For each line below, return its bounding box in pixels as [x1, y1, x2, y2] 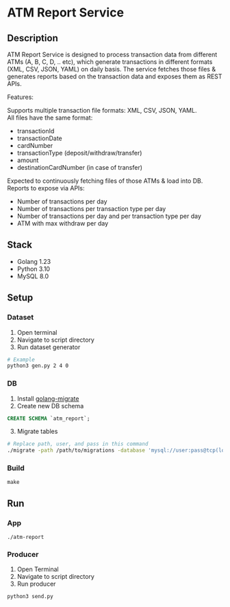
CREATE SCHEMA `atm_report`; [7, 415, 90, 422]
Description [7, 32, 58, 44]
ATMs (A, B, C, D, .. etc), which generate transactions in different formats [7, 58, 213, 66]
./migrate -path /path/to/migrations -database [7, 447, 146, 454]
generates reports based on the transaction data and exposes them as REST [7, 72, 222, 80]
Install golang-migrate [16, 394, 79, 403]
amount [16, 156, 39, 164]
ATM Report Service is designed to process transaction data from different [7, 50, 218, 58]
